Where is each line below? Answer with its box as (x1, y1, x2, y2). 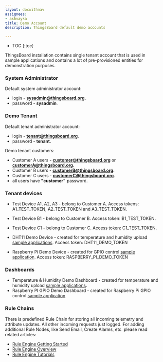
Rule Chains (5, 305, 34, 312)
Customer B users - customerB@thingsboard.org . (12, 167, 115, 173)
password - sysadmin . (12, 100, 58, 106)
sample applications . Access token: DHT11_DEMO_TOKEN (12, 239, 128, 246)
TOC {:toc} (12, 43, 34, 49)
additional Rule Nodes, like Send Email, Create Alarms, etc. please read (5, 326, 147, 332)
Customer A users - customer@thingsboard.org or (12, 157, 116, 163)
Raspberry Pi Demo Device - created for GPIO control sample (12, 249, 135, 255)
